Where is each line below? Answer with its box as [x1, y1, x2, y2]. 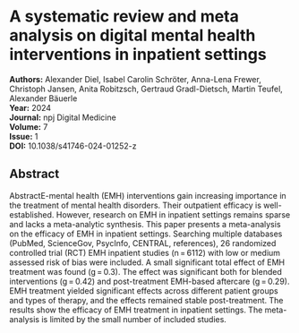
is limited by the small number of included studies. [41, 313, 226, 324]
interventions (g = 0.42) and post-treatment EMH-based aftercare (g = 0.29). [9, 276, 290, 286]
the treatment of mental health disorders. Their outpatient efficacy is [9, 200, 262, 210]
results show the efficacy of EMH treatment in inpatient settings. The [9, 304, 263, 315]
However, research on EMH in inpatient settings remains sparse [56, 209, 291, 220]
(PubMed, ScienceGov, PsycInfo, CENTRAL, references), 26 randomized [9, 237, 277, 248]
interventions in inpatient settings [9, 45, 267, 64]
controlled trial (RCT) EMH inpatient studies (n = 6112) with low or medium [9, 247, 280, 258]
